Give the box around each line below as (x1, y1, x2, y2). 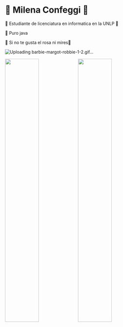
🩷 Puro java (5, 30, 28, 36)
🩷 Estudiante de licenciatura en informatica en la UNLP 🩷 (5, 21, 119, 26)
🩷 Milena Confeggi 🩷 (5, 4, 88, 16)
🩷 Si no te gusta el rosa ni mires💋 (5, 39, 71, 45)
